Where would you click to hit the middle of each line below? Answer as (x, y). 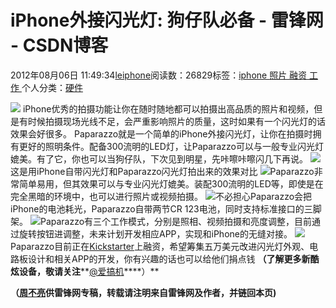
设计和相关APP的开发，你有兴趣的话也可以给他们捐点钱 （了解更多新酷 (173, 258)
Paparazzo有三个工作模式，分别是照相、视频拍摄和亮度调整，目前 (176, 221)
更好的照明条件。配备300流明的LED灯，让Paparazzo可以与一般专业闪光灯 (171, 146)
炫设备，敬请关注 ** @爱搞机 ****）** (85, 271)
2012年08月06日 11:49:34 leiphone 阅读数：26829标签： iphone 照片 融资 (159, 75)
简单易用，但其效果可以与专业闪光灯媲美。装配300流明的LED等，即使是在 (171, 183)
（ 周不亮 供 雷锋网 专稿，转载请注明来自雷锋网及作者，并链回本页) (143, 292)
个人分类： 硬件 (52, 87)
